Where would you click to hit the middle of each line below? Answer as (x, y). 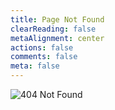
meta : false (35, 66)
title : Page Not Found (57, 19)
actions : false (42, 47)
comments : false (44, 57)
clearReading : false (53, 29)
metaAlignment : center (57, 38)
